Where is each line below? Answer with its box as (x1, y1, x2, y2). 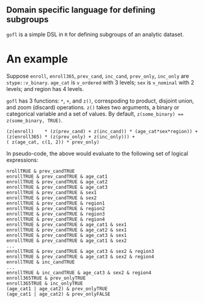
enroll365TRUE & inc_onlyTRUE (6, 280, 84, 287)
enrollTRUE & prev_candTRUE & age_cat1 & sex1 (6, 221, 127, 228)
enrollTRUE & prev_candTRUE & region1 (6, 200, 105, 206)
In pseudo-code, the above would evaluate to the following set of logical (6, 150, 188, 157)
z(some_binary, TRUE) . (6, 116, 63, 124)
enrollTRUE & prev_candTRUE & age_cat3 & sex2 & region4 (6, 254, 155, 260)
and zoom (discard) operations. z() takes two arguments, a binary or (6, 103, 180, 111)
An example (6, 52, 68, 66)
